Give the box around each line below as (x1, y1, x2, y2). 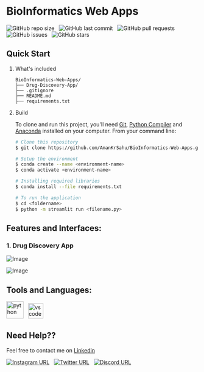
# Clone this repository (15, 139, 79, 145)
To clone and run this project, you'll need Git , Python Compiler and (15, 120, 183, 128)
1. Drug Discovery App (6, 241, 74, 250)
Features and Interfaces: (6, 223, 102, 233)
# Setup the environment (15, 156, 79, 162)
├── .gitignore (15, 87, 54, 93)
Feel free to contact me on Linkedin (6, 346, 96, 354)
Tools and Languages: (6, 285, 93, 295)
